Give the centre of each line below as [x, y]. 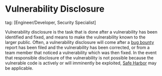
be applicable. [19, 68]
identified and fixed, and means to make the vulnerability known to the [75, 37]
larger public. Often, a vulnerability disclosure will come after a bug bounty [80, 42]
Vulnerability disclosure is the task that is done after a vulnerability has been [81, 32]
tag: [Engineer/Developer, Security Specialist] [50, 22]
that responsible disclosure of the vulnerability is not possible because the [79, 57]
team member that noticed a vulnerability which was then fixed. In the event [81, 53]
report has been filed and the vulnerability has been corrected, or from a [77, 47]
